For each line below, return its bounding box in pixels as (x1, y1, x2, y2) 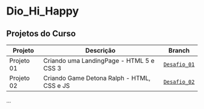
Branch (168, 47, 190, 54)
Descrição (85, 47, 116, 54)
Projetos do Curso (6, 28, 76, 39)
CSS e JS (43, 82, 70, 90)
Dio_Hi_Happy (6, 4, 79, 18)
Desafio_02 (163, 79, 195, 85)
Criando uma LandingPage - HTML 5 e (43, 56, 155, 65)
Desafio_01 (163, 61, 195, 68)
